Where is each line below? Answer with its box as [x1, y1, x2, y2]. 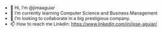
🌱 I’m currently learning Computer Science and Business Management [10, 10, 158, 16]
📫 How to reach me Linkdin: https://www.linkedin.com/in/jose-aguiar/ [10, 21, 157, 27]
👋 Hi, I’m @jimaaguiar [10, 5, 55, 10]
